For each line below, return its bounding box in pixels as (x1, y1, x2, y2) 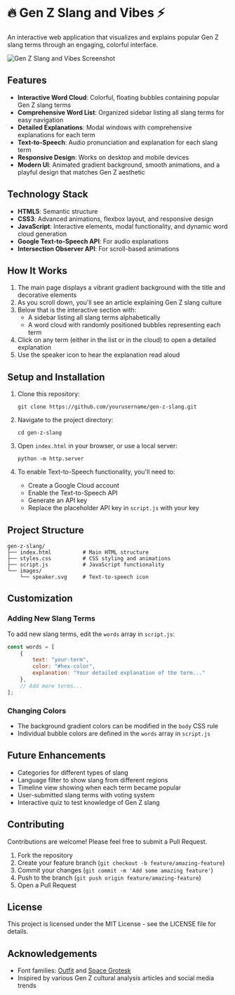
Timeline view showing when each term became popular (17, 783, 182, 792)
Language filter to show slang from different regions (17, 775, 168, 784)
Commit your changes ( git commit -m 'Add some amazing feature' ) (17, 866, 214, 874)
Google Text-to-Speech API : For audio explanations (17, 236, 169, 246)
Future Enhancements (7, 749, 107, 761)
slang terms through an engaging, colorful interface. (7, 40, 159, 49)
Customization (7, 592, 74, 604)
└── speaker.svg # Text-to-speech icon (20, 573, 149, 581)
